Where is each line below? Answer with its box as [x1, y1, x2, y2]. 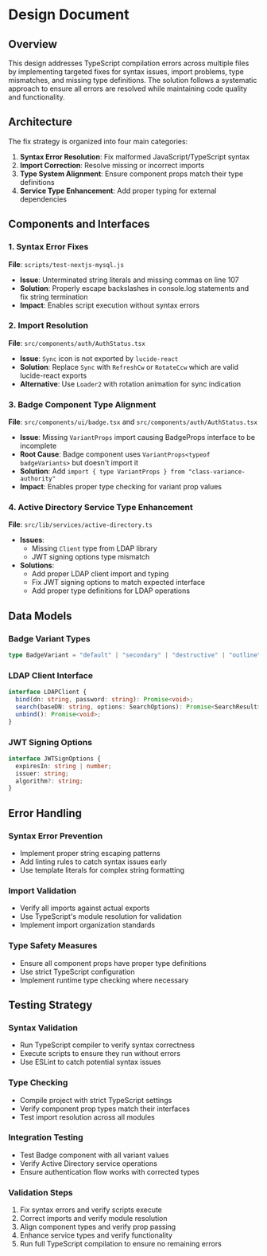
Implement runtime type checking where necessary [19, 975, 189, 985]
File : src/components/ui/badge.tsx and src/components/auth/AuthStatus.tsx [8, 417, 258, 427]
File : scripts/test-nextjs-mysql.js [8, 259, 125, 269]
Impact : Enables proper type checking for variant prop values [19, 482, 222, 492]
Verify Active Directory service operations [19, 1158, 157, 1168]
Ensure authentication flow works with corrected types [19, 1167, 200, 1176]
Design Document [8, 6, 130, 24]
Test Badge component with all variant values [19, 1150, 169, 1160]
